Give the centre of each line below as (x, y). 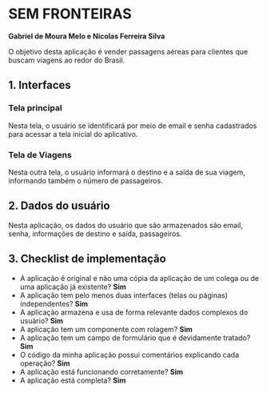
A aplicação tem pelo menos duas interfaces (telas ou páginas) (124, 295)
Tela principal (35, 108)
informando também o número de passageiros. (86, 180)
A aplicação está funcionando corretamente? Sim (102, 371)
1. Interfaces (40, 85)
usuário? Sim (42, 320)
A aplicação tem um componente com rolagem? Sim (106, 329)
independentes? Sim (54, 303)
